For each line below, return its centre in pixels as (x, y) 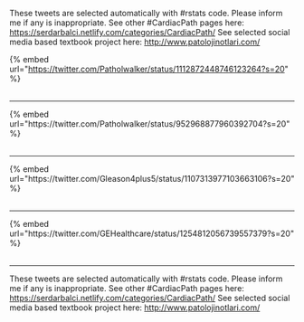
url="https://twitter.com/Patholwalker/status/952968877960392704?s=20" (150, 124)
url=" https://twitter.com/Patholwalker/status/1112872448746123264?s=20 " (149, 69)
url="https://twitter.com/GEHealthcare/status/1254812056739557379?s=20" (152, 233)
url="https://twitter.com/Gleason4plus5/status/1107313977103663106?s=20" (152, 179)
